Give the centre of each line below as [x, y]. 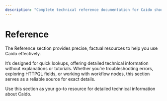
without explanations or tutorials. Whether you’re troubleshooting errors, [79, 68]
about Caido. [18, 94]
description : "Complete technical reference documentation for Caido [79, 10]
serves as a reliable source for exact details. [50, 79]
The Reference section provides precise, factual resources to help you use [82, 48]
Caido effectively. [23, 53]
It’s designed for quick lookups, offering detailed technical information [77, 63]
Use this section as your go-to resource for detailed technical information [80, 89]
